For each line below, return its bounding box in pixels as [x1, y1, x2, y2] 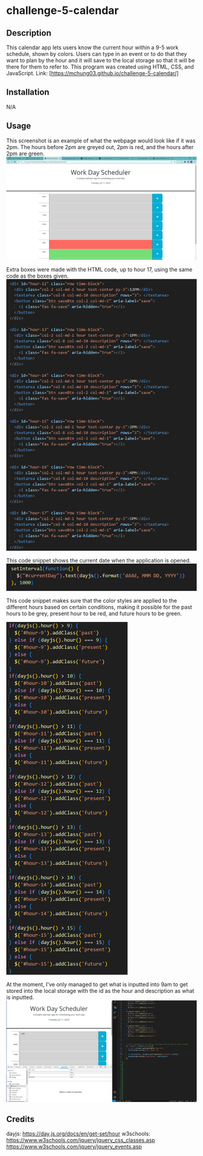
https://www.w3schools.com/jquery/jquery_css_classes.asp [6, 1137, 155, 1144]
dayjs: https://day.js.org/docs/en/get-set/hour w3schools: [6, 1130, 150, 1137]
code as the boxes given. [6, 272, 69, 279]
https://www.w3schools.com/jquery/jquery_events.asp [6, 1143, 142, 1151]
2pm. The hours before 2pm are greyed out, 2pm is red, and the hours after [6, 143, 195, 150]
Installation [6, 87, 50, 98]
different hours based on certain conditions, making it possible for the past [6, 604, 192, 611]
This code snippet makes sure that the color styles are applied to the [6, 597, 177, 604]
